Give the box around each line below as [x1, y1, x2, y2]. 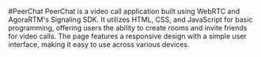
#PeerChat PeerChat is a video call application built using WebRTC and [8, 7, 240, 16]
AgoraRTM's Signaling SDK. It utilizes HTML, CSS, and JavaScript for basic [8, 15, 253, 24]
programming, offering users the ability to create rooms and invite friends [8, 23, 248, 32]
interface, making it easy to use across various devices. [8, 40, 190, 49]
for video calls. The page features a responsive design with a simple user [8, 31, 247, 41]
